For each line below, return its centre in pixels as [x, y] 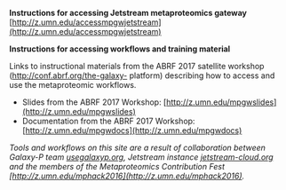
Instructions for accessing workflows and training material [120, 49]
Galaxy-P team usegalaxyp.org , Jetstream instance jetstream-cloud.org [141, 157]
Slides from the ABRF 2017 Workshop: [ [94, 102]
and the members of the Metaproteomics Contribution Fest [117, 166]
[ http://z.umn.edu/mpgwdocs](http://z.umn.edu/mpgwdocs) [132, 131]
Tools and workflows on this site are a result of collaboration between [138, 147]
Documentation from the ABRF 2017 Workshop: [108, 121]
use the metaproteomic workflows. [73, 85]
